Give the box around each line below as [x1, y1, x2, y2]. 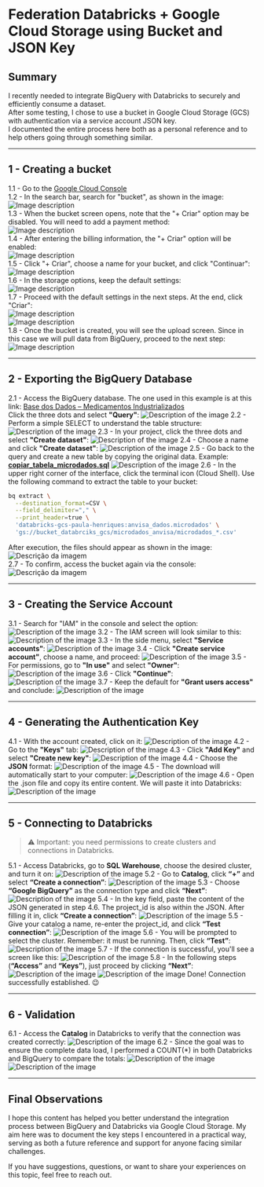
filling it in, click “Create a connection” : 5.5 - [8, 911, 244, 921]
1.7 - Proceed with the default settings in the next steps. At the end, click [8, 292, 244, 302]
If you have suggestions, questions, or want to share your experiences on [8, 1161, 246, 1171]
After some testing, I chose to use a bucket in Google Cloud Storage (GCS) [8, 108, 250, 117]
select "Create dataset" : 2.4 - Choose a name [8, 434, 249, 445]
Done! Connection [187, 969, 246, 979]
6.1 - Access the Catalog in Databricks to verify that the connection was [8, 1029, 241, 1039]
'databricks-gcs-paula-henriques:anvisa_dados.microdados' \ [15, 521, 220, 529]
